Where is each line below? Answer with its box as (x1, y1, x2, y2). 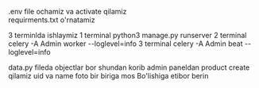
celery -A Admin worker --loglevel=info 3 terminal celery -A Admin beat (8, 39, 243, 48)
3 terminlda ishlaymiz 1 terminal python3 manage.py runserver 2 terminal (8, 31, 247, 40)
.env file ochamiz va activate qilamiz (8, 7, 127, 16)
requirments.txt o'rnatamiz (8, 15, 95, 25)
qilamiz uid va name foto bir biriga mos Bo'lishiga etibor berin (8, 71, 209, 80)
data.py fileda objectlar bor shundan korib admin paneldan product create (8, 63, 250, 72)
